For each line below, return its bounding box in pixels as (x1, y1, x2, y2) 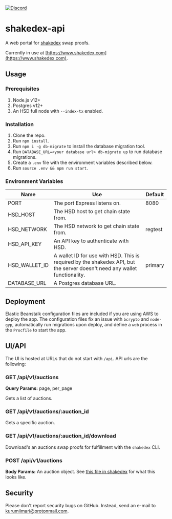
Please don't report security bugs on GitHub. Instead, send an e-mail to (5, 502, 156, 508)
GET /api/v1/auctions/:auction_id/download (5, 432, 116, 440)
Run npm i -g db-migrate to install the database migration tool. (12, 143, 145, 149)
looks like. (5, 474, 27, 480)
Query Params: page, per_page (5, 385, 73, 391)
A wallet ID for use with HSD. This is (53, 252, 140, 259)
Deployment (5, 297, 46, 306)
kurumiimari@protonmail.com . (5, 508, 69, 514)
